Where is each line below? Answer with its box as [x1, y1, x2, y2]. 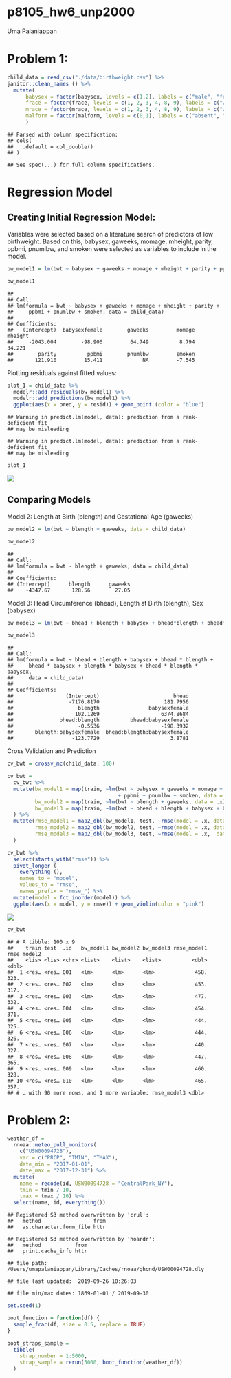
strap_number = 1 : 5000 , [19, 1352, 88, 1359]
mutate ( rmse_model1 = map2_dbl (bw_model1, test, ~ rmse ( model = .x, [13, 818, 211, 825]
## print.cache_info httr [7, 1248, 88, 1255]
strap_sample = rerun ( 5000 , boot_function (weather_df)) [19, 1359, 184, 1366]
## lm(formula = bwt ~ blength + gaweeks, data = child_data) [7, 563, 189, 570]
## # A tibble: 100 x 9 [7, 939, 76, 946]
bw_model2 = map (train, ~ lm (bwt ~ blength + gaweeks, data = [34, 798, 214, 806]
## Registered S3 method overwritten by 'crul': [7, 1212, 149, 1219]
